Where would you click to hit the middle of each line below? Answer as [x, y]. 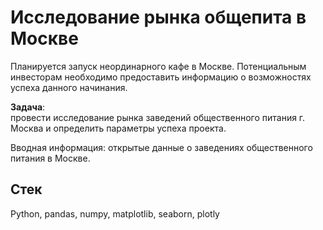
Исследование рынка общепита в [158, 17]
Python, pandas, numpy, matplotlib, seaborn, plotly [115, 213]
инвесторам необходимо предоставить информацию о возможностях [161, 77]
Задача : [28, 107]
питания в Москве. [50, 158]
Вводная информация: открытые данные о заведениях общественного [161, 147]
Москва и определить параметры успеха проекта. [118, 128]
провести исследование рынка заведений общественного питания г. [158, 117]
